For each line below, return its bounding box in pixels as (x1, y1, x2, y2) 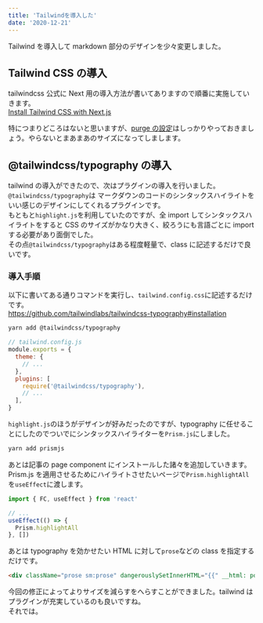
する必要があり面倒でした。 (8, 230, 98, 239)
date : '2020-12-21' (8, 19, 72, 27)
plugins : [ (15, 374, 51, 383)
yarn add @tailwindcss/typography (8, 324, 121, 332)
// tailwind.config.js (8, 338, 82, 346)
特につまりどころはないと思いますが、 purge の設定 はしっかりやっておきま (8, 123, 248, 133)
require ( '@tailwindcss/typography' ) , (22, 382, 146, 390)
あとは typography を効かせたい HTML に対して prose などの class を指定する (8, 546, 254, 556)
